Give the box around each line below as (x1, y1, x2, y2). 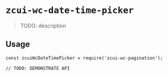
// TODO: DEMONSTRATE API (5, 65, 70, 71)
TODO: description (20, 22, 67, 29)
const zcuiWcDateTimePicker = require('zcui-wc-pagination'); (5, 55, 163, 61)
